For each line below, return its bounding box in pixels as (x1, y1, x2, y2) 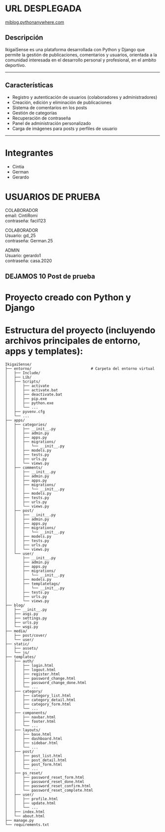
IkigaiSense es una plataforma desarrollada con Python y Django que (5, 46, 145, 52)
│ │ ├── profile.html (5, 796, 58, 802)
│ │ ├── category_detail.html (5, 697, 76, 702)
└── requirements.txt (5, 822, 50, 827)
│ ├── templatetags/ (5, 581, 60, 586)
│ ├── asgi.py (5, 611, 38, 616)
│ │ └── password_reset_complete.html (5, 788, 93, 793)
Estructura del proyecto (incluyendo (5, 325, 156, 336)
